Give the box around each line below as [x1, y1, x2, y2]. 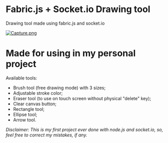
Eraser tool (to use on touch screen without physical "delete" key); [13, 95, 151, 101]
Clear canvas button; [13, 101, 57, 107]
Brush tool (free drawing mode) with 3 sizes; [13, 85, 106, 91]
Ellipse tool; [13, 111, 37, 117]
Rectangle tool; [13, 106, 45, 112]
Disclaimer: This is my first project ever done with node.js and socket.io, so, [6, 126, 163, 132]
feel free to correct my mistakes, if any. [6, 132, 88, 138]
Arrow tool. [13, 117, 37, 123]
